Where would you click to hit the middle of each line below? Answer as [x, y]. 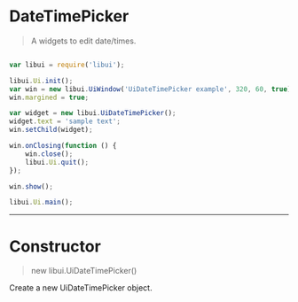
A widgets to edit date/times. [83, 41]
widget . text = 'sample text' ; [65, 121]
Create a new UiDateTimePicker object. [81, 288]
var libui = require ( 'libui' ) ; [67, 65]
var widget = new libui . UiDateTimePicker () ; [93, 113]
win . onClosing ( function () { [63, 146]
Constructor [55, 246]
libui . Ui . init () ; [41, 81]
